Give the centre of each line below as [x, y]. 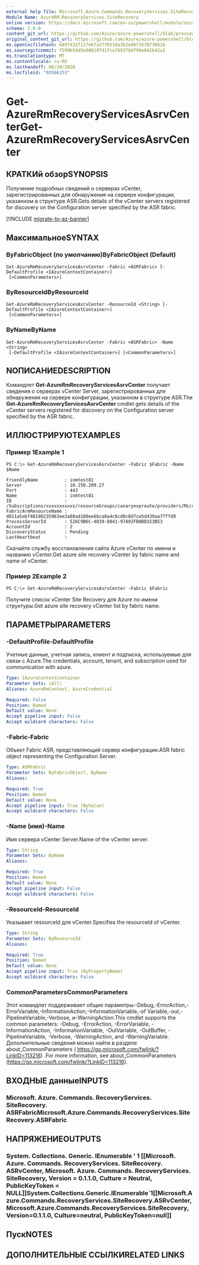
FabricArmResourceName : [37, 512]
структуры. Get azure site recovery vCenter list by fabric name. [83, 606]
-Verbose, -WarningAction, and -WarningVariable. [109, 1037]
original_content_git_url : [39, 39]
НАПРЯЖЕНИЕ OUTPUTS [54, 1139]
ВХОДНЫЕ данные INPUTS [57, 1081]
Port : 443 [42, 491]
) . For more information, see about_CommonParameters [108, 1056]
